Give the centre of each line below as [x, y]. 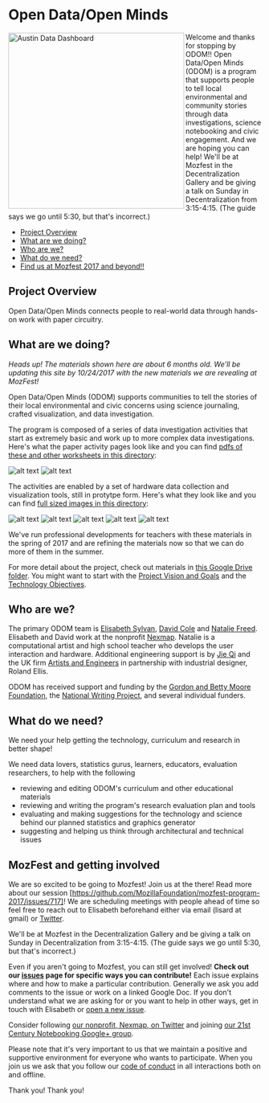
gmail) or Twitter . [36, 918]
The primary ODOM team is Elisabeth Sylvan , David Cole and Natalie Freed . [133, 629]
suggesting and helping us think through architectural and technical [132, 831]
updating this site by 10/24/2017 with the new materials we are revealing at [132, 372]
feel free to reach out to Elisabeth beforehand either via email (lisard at [125, 910]
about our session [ [40, 893]
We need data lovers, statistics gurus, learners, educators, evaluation [123, 765]
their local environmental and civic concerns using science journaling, [124, 405]
